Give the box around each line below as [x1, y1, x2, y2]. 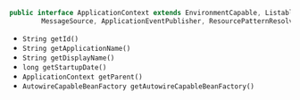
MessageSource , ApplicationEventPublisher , [41, 16, 205, 26]
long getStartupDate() [21, 62, 107, 71]
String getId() [21, 34, 79, 44]
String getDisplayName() [21, 54, 115, 62]
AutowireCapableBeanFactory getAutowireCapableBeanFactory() [21, 81, 255, 91]
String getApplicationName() [21, 44, 131, 53]
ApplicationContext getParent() [21, 72, 143, 81]
